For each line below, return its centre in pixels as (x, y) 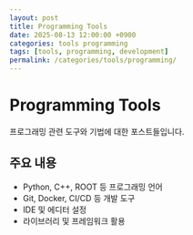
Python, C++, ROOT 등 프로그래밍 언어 (92, 187)
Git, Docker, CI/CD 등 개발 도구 (79, 198)
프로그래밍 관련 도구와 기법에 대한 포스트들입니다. (97, 131)
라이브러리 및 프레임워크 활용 (74, 220)
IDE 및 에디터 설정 (55, 209)
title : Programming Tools (58, 26)
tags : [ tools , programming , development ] (89, 52)
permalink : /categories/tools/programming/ (93, 60)
